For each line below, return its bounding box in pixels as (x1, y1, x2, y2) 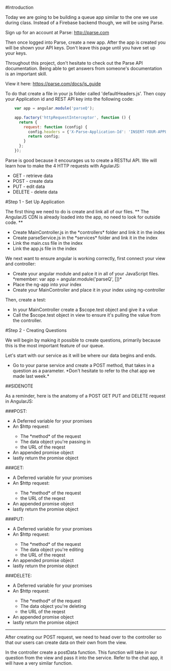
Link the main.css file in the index (12, 240, 83, 246)
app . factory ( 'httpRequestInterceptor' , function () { (14, 115, 131, 120)
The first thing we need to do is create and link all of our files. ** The (5, 208, 149, 214)
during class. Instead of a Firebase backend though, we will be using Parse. (5, 20, 164, 25)
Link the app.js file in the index (12, 245, 77, 251)
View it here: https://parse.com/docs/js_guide (5, 81, 101, 87)
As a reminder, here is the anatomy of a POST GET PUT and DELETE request (5, 393, 166, 399)
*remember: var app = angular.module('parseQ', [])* (12, 276, 122, 282)
